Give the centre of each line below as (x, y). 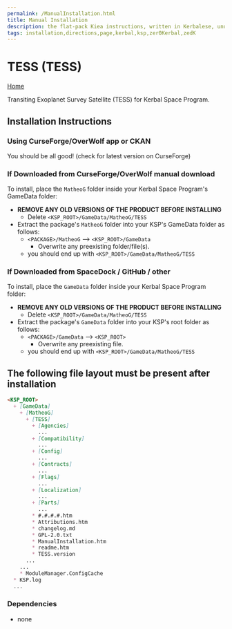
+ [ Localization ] (57, 490)
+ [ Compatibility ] (58, 439)
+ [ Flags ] (46, 477)
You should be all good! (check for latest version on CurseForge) (99, 156)
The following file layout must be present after (109, 373)
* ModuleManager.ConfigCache (61, 573)
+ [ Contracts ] (52, 464)
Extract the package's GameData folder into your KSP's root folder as (113, 322)
